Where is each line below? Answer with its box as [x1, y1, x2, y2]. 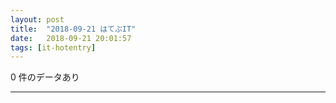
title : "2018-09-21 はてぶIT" [10, 24, 137, 34]
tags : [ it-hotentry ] [10, 42, 97, 53]
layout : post [10, 14, 65, 25]
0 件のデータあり [10, 71, 80, 83]
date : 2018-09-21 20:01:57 [10, 33, 132, 43]
